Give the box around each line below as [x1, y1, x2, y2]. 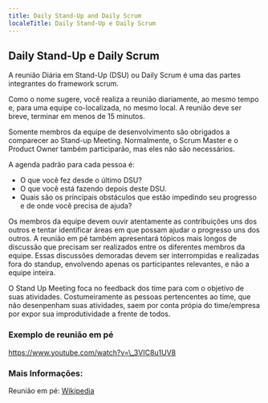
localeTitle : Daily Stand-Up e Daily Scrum [8, 19, 156, 27]
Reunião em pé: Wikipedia [8, 385, 95, 395]
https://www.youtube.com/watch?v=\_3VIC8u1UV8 [8, 347, 177, 357]
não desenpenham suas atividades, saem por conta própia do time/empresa [8, 301, 261, 310]
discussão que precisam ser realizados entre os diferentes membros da [8, 242, 246, 252]
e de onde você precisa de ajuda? [19, 201, 132, 211]
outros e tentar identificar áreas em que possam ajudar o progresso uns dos [8, 225, 260, 235]
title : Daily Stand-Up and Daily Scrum [8, 11, 142, 20]
